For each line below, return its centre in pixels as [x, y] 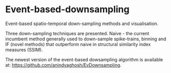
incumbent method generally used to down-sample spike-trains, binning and [86, 39]
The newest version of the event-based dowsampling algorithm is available [84, 59]
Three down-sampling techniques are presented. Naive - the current [77, 33]
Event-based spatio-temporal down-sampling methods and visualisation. [82, 23]
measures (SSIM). [24, 50]
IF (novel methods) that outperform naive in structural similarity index [78, 44]
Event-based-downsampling [67, 9]
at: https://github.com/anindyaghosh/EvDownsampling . [63, 65]
